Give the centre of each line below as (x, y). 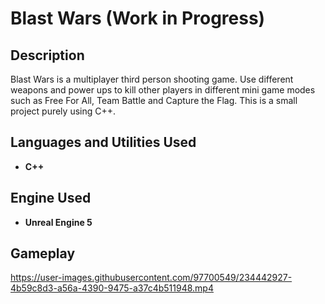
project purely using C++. (63, 111)
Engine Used (51, 198)
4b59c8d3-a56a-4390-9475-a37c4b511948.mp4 (112, 288)
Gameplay (43, 253)
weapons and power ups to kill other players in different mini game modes (163, 90)
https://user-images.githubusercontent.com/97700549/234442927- (151, 278)
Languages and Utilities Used (103, 142)
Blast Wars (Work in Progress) (138, 18)
